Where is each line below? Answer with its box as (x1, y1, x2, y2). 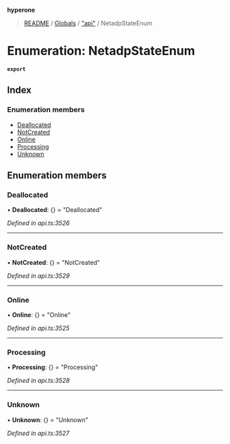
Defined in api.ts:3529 (7, 271, 70, 280)
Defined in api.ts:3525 (7, 324, 70, 332)
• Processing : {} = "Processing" (7, 363, 99, 371)
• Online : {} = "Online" (7, 310, 71, 318)
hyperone (7, 6, 36, 14)
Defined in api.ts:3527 (7, 429, 70, 437)
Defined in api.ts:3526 (7, 219, 70, 227)
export (7, 65, 26, 73)
